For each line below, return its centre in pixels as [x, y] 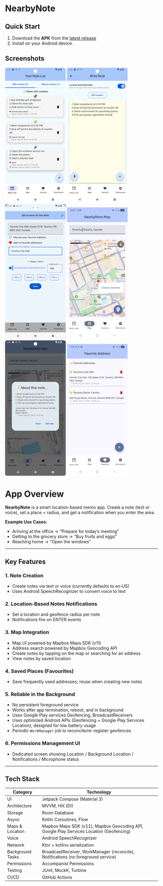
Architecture [20, 806]
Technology [99, 792]
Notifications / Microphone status [45, 759]
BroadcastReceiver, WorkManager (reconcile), [88, 851]
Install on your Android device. [43, 43]
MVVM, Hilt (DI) [58, 806]
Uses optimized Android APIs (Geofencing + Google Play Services [78, 720]
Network [16, 845]
